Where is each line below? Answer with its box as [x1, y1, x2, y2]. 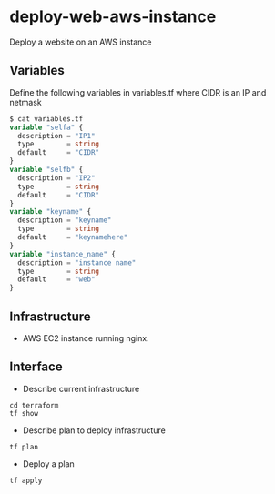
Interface [9, 359, 63, 375]
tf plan [9, 442, 39, 451]
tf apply [9, 476, 43, 485]
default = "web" [17, 275, 96, 284]
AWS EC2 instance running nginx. [22, 332, 149, 343]
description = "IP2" [17, 173, 96, 183]
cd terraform [9, 400, 59, 410]
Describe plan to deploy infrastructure [22, 425, 166, 436]
